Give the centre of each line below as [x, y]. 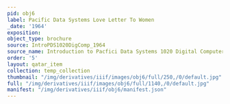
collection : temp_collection [49, 70]
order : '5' [23, 58]
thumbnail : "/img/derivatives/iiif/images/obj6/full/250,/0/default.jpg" [115, 77]
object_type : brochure [39, 39]
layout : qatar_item [35, 64]
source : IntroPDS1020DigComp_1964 [56, 45]
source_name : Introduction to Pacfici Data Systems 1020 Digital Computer [116, 52]
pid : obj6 [21, 13]
